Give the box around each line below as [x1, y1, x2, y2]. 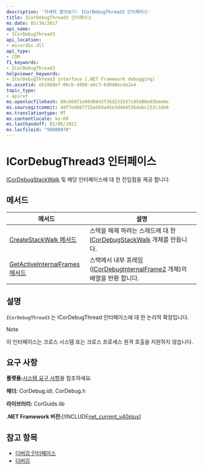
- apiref [6, 93, 28, 99]
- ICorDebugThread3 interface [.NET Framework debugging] [6, 76, 155, 82]
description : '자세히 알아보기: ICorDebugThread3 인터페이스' [6, 8, 151, 15]
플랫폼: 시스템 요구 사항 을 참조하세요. [6, 375, 92, 382]
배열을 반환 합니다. [89, 274, 140, 282]
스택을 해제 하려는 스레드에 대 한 [89, 226, 176, 234]
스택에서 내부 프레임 [89, 256, 143, 264]
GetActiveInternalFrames [9, 260, 80, 268]
